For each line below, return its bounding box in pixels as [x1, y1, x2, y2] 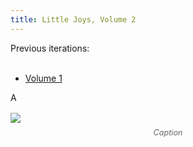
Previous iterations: [10, 42, 90, 54]
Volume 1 [24, 72, 63, 84]
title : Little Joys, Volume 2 [10, 14, 137, 25]
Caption [153, 127, 183, 138]
